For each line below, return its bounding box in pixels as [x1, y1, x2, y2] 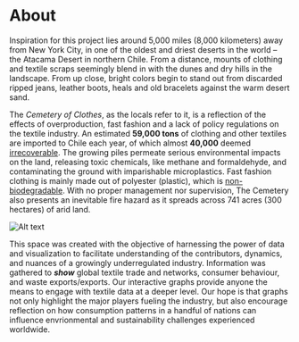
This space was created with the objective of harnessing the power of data [9, 238, 286, 249]
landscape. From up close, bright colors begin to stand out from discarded [9, 72, 283, 83]
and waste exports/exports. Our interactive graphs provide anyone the [9, 276, 268, 287]
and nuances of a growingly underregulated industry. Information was [9, 257, 266, 268]
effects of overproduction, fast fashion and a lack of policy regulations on [9, 118, 279, 129]
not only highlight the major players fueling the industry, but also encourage [9, 296, 288, 306]
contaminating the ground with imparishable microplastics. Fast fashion [9, 166, 272, 177]
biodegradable [9, 185, 63, 196]
